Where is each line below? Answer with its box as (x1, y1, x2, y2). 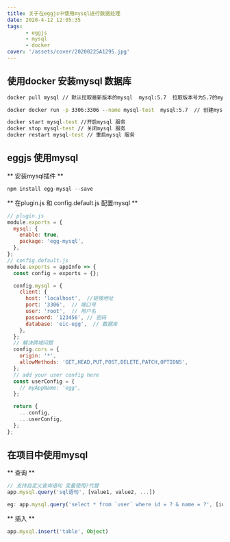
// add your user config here (13, 371, 99, 378)
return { (13, 403, 38, 410)
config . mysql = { (13, 282, 63, 289)
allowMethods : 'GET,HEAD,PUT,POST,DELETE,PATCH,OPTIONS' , (19, 359, 188, 366)
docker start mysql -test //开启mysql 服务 (7, 119, 126, 126)
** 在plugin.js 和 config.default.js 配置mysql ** (7, 198, 138, 207)
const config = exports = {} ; (13, 270, 99, 276)
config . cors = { (13, 346, 60, 353)
